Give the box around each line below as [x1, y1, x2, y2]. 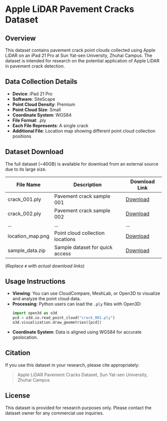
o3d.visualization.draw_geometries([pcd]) [12, 320, 102, 325]
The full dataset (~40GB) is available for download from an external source [5, 161, 159, 167]
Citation [5, 349, 31, 357]
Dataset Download [5, 148, 64, 156]
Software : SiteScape [12, 96, 56, 102]
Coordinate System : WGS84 [12, 112, 72, 118]
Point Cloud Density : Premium [12, 101, 76, 107]
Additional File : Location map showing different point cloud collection [12, 128, 156, 134]
